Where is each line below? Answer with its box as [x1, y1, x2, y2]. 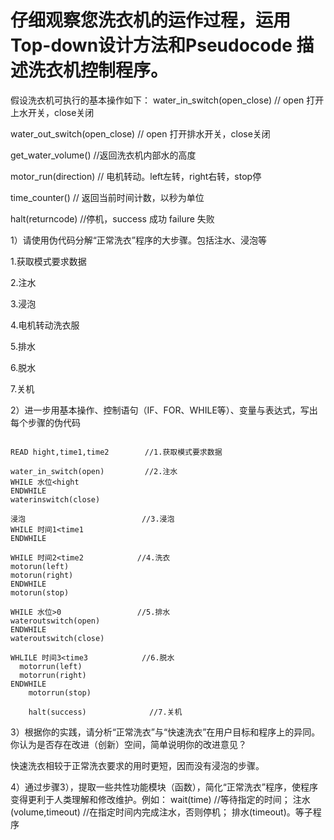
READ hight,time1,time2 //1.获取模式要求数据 [10, 447, 223, 457]
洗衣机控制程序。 [28, 59, 169, 82]
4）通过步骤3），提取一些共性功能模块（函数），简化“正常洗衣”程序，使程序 [10, 781, 319, 793]
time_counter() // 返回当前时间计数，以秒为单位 [10, 191, 205, 203]
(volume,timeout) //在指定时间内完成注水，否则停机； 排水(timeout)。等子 [10, 806, 313, 818]
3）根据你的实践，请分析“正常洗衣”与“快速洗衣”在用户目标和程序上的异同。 [10, 726, 321, 738]
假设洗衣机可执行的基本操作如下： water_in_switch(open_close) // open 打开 [10, 94, 325, 106]
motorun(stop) [10, 587, 70, 598]
